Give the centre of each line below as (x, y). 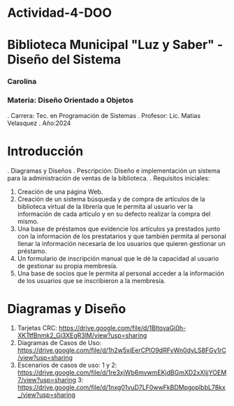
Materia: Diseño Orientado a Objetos (71, 101)
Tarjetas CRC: (37, 328)
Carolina (22, 82)
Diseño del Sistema (64, 60)
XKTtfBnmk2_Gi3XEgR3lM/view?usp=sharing (82, 335)
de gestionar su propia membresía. (67, 266)
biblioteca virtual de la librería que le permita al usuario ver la (105, 206)
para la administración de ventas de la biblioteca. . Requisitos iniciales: (109, 178)
